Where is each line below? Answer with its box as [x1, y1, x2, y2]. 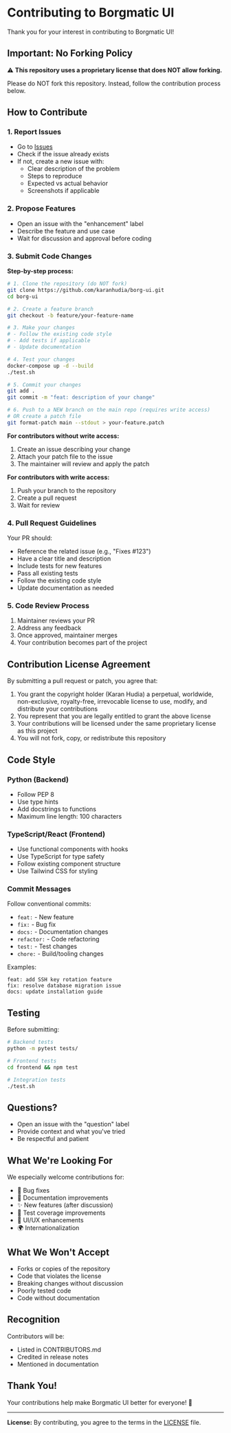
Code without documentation [16, 1293, 100, 1302]
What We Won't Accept [7, 1246, 110, 1258]
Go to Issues [16, 143, 53, 151]
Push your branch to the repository [16, 486, 117, 494]
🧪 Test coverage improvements [16, 1209, 106, 1217]
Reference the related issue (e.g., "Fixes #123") [16, 547, 151, 556]
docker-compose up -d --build [7, 362, 94, 369]
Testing [7, 1007, 41, 1018]
